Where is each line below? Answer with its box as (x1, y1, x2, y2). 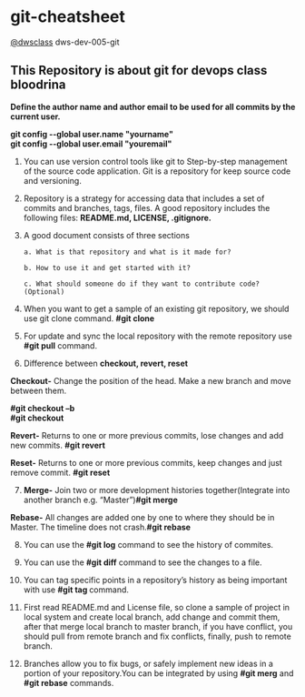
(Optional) (23, 287, 65, 297)
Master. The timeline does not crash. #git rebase (10, 521, 192, 532)
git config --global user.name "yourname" (10, 128, 173, 139)
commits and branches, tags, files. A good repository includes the (23, 202, 271, 213)
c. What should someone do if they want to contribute (23, 279, 236, 288)
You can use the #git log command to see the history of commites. (23, 539, 274, 550)
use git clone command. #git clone (23, 312, 155, 324)
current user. (10, 111, 62, 122)
